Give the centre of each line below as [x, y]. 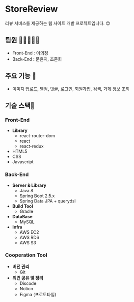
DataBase [22, 216]
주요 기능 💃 [21, 76]
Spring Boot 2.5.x [37, 196]
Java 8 [26, 190]
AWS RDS [29, 237]
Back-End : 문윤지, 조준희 [37, 59]
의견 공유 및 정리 [27, 277]
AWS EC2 [29, 232]
